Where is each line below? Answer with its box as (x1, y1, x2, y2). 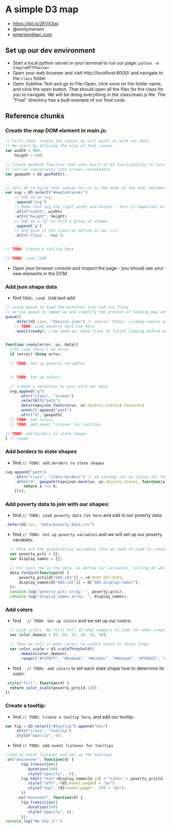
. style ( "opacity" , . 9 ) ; (25, 771, 76, 776)
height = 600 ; (14, 153, 44, 158)
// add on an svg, (14, 195, 53, 200)
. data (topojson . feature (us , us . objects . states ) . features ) (18, 403, 145, 408)
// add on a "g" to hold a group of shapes (14, 218, 108, 223)
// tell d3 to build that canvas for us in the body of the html (5, 185, 147, 190)
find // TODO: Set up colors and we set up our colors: (12, 618, 132, 624)
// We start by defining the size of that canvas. (5, 143, 115, 149)
